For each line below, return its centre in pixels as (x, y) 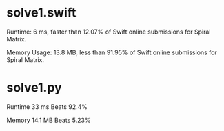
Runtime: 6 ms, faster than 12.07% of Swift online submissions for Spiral (109, 32)
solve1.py (34, 88)
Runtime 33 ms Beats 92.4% (47, 107)
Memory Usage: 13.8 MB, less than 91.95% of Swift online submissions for (112, 52)
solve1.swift (41, 13)
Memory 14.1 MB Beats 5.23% (49, 120)
